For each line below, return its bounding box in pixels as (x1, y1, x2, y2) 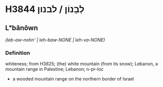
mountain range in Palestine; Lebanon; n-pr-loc (5, 66, 104, 72)
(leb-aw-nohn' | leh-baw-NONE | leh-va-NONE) (5, 37, 105, 43)
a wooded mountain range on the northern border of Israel (12, 76, 134, 82)
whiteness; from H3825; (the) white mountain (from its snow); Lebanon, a (5, 61, 158, 67)
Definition (5, 49, 30, 56)
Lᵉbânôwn (5, 24, 38, 32)
